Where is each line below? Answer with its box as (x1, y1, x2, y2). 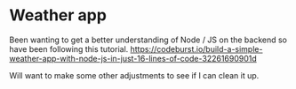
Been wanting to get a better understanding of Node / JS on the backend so (9, 34, 287, 45)
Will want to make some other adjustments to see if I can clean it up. (9, 70, 260, 80)
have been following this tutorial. (9, 43, 129, 54)
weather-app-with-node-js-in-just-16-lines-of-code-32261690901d (9, 53, 258, 63)
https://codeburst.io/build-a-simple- (130, 43, 263, 54)
